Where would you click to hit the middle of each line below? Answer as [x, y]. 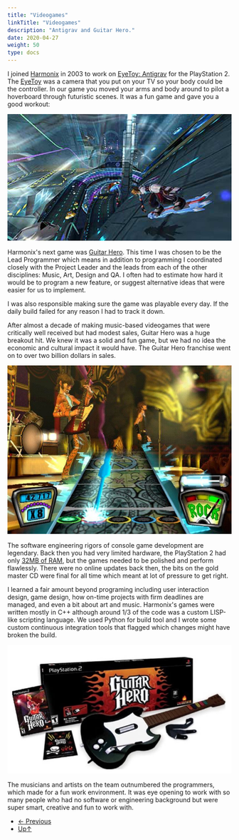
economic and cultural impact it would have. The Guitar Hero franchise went [119, 348]
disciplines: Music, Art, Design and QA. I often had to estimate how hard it [115, 275]
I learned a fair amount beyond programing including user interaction [108, 589]
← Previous [34, 821]
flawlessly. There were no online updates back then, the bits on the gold [113, 568]
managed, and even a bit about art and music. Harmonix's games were [111, 604]
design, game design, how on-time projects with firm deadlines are [106, 597]
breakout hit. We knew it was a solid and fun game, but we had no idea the [117, 340]
